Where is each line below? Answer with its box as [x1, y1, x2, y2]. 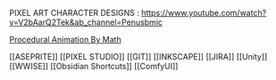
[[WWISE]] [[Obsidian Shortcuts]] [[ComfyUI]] [9, 61, 179, 71]
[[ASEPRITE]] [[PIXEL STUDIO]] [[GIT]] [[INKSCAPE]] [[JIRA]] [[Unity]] [9, 52, 268, 61]
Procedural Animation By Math [9, 35, 122, 44]
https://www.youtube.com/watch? [141, 8, 267, 18]
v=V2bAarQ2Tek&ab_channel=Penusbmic [9, 17, 163, 28]
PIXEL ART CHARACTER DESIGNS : [9, 8, 140, 18]
